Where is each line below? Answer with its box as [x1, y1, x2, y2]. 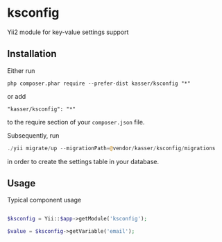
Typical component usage [7, 196, 82, 204]
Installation [7, 48, 57, 60]
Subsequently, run [7, 131, 60, 140]
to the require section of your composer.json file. [7, 118, 145, 126]
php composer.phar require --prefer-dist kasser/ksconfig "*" [7, 80, 191, 87]
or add [7, 92, 26, 100]
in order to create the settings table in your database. [7, 157, 160, 166]
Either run [7, 66, 35, 74]
